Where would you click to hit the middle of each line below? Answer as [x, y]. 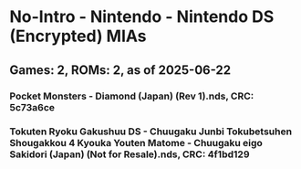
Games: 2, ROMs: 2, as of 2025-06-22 [120, 70]
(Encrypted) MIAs [78, 36]
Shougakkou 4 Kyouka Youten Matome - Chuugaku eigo [136, 143]
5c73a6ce [32, 107]
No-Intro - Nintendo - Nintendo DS [142, 17]
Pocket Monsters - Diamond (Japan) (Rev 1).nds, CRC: [132, 96]
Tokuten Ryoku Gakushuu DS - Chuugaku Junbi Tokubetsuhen [151, 132]
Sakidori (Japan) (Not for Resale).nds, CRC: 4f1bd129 [130, 154]
